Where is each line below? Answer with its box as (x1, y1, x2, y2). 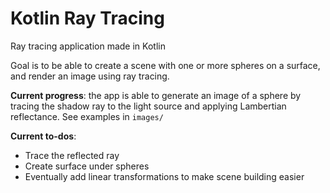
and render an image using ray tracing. (10, 70, 170, 82)
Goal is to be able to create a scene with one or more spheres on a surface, (10, 59, 321, 71)
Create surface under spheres (24, 160, 150, 172)
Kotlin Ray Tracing (10, 7, 165, 30)
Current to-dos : (10, 130, 77, 142)
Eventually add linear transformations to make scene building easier (24, 170, 305, 182)
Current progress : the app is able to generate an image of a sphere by (10, 89, 302, 101)
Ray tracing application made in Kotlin (10, 40, 166, 52)
